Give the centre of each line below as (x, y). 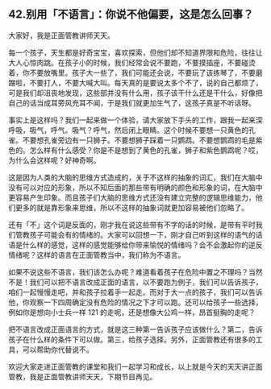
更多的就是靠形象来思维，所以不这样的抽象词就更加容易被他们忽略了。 (131, 207)
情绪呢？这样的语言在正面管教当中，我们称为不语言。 (97, 255)
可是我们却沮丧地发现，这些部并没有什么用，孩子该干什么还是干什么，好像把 (135, 93)
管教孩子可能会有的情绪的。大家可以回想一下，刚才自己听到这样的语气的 (135, 234)
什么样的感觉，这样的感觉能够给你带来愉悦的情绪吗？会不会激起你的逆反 (142, 245)
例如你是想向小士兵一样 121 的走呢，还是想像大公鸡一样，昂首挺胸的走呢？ (132, 312)
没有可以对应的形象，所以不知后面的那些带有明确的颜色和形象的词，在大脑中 (135, 187)
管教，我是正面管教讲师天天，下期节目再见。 (83, 376)
